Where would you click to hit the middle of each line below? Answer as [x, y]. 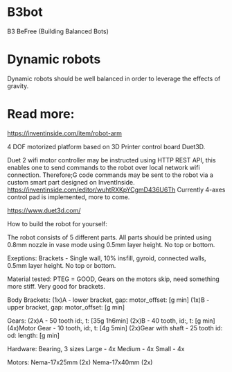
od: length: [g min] [34, 335]
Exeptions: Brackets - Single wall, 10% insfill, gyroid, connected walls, [107, 258]
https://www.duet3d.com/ [44, 210]
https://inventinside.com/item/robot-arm [65, 133]
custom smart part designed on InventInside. [71, 182]
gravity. [18, 86]
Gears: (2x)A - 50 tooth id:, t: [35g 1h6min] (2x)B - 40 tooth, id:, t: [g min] [111, 321]
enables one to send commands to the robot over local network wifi [104, 167]
